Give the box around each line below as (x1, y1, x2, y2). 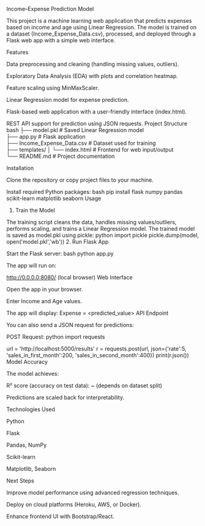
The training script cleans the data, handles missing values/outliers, (6, 219, 177, 226)
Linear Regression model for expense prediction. (6, 96, 129, 103)
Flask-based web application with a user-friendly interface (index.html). (6, 108, 187, 115)
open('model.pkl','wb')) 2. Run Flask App (6, 238, 109, 245)
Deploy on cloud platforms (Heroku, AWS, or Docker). (6, 501, 142, 508)
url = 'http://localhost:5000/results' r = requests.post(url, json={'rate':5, (6, 345, 187, 352)
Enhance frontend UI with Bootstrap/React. (6, 512, 114, 520)
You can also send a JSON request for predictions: (6, 322, 134, 328)
